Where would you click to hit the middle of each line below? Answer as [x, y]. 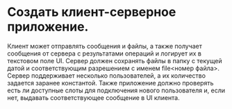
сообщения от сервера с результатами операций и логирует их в [104, 53]
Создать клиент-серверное [92, 12]
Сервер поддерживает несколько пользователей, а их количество [107, 75]
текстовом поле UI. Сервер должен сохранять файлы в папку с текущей [115, 60]
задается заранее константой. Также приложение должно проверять [110, 83]
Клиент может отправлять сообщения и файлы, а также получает [105, 46]
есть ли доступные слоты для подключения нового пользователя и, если [116, 90]
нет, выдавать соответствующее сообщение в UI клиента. [94, 97]
